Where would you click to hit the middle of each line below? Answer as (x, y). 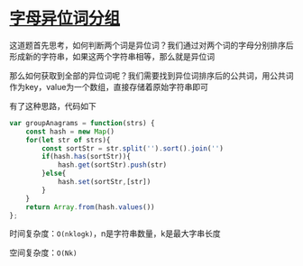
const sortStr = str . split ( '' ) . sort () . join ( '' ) (133, 148)
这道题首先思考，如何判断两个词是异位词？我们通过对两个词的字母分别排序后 (151, 45)
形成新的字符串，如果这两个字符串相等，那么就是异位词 (112, 56)
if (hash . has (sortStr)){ (86, 157)
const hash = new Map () (70, 132)
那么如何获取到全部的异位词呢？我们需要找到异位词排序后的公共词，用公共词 (151, 75)
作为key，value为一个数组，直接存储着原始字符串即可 (109, 87)
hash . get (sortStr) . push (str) (112, 165)
